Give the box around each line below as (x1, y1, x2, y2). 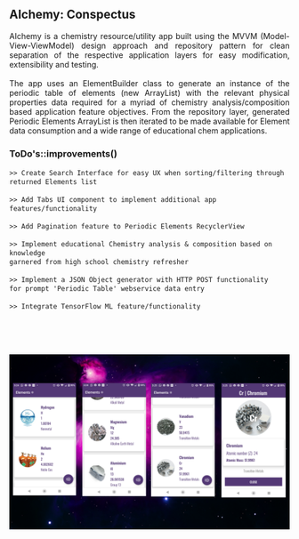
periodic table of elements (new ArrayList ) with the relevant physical (9, 87, 290, 98)
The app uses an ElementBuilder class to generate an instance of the (9, 77, 290, 88)
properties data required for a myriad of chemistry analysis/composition (9, 97, 290, 108)
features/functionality (9, 205, 98, 213)
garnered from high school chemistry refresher (9, 258, 190, 267)
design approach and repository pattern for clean (81, 40, 290, 51)
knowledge (9, 249, 46, 258)
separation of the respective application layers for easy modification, (9, 49, 290, 60)
